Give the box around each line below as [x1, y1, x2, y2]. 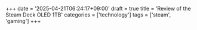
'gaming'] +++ [5, 18, 41, 24]
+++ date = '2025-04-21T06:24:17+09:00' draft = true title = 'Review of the [5, 5, 192, 12]
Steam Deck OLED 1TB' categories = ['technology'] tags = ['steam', [5, 11, 171, 18]
